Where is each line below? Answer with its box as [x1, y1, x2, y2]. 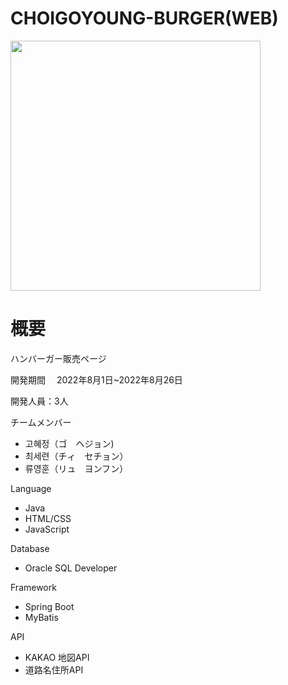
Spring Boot [24, 600, 75, 612]
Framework [10, 581, 57, 593]
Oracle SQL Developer [24, 562, 118, 574]
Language [10, 482, 52, 494]
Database [10, 542, 50, 554]
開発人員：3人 [10, 395, 69, 407]
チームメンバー [10, 416, 72, 428]
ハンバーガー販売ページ [10, 352, 107, 364]
